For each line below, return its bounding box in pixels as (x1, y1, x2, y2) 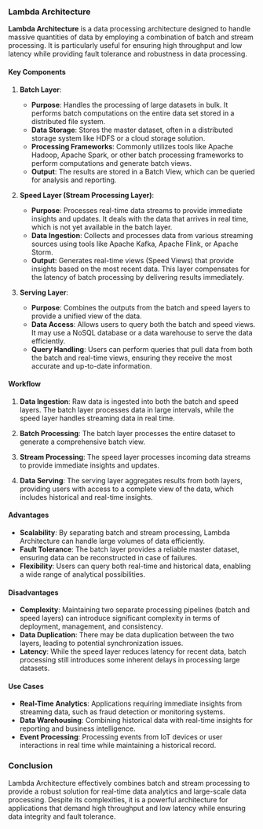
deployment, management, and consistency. (19, 622, 163, 631)
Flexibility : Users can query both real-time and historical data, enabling (19, 561, 251, 570)
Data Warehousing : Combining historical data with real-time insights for (19, 716, 254, 725)
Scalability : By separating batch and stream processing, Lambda (19, 527, 230, 537)
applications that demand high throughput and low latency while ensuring (8, 803, 246, 812)
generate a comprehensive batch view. (19, 437, 145, 446)
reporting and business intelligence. (19, 724, 136, 733)
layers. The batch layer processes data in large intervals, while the (19, 405, 234, 414)
